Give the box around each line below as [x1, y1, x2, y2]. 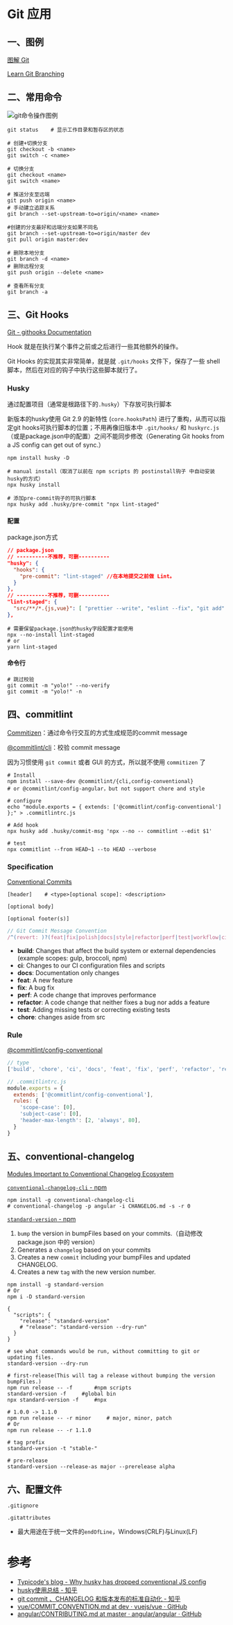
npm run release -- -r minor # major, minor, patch [7, 1414, 172, 1422]
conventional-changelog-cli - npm [7, 1183, 107, 1192]
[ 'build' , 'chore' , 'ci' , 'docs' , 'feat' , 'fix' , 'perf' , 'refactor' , [7, 1065, 216, 1072]
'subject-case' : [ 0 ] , [19, 1110, 82, 1117]
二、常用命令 [7, 92, 62, 103]
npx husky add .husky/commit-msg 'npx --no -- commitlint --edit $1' [7, 827, 213, 834]
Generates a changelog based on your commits [17, 1246, 151, 1254]
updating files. [7, 1354, 54, 1361]
